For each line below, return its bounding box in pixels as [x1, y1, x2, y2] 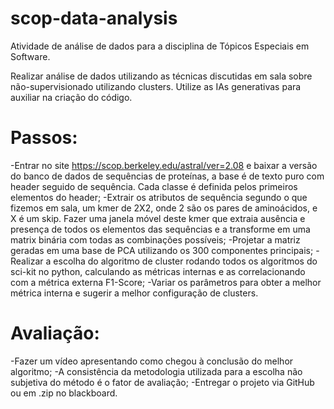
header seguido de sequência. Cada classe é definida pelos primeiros [10, 180, 298, 192]
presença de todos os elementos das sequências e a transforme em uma [10, 223, 311, 235]
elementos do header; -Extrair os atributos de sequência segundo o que [10, 191, 308, 203]
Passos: [10, 127, 78, 149]
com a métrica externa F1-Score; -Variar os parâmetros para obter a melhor [10, 276, 322, 288]
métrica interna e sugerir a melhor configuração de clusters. [10, 287, 259, 299]
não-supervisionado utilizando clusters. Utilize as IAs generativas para [10, 80, 302, 92]
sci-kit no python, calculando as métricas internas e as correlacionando [10, 265, 306, 277]
